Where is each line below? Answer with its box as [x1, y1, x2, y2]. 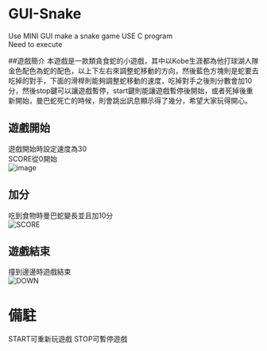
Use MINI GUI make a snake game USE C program [8, 31, 173, 41]
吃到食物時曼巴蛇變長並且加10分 [8, 210, 114, 220]
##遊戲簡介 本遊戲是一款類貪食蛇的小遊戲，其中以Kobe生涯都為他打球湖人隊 [8, 56, 259, 65]
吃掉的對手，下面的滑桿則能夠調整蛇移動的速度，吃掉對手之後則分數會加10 [8, 76, 253, 85]
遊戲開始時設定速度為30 [8, 144, 87, 154]
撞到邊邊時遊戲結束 [8, 267, 72, 277]
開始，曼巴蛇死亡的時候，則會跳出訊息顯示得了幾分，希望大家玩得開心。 [14, 96, 252, 105]
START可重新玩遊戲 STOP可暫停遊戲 [8, 334, 128, 344]
